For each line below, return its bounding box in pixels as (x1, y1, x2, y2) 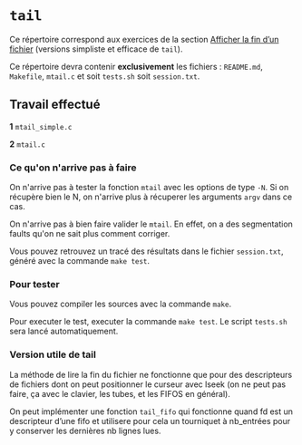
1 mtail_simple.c (9, 121, 73, 131)
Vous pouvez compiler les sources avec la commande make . (9, 298, 232, 310)
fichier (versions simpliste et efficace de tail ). (9, 44, 183, 54)
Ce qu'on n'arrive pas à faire (9, 161, 137, 174)
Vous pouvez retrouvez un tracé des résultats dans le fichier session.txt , (9, 246, 284, 256)
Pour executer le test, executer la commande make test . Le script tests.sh (9, 316, 287, 327)
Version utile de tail (9, 348, 97, 361)
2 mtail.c (9, 139, 45, 150)
